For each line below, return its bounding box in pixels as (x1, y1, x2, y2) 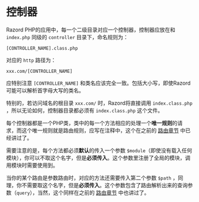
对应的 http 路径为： (6, 56, 56, 63)
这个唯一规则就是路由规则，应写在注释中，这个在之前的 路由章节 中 (21, 127, 185, 134)
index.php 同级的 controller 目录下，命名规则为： (6, 33, 129, 40)
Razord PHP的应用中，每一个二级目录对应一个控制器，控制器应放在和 (6, 26, 176, 33)
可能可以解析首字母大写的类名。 (6, 86, 84, 94)
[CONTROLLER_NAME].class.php (6, 45, 78, 51)
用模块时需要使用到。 (6, 161, 58, 169)
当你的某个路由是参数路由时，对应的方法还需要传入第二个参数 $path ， (6, 174, 178, 181)
